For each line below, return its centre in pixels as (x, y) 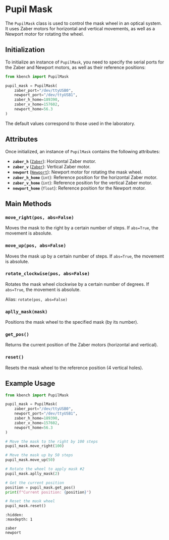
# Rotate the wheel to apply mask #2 (45, 469)
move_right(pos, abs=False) (40, 217)
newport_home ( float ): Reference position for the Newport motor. (79, 188)
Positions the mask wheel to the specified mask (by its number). (72, 322)
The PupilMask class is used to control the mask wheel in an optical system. (84, 23)
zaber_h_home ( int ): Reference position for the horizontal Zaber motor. (85, 177)
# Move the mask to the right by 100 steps (52, 441)
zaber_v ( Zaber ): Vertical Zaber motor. (51, 166)
